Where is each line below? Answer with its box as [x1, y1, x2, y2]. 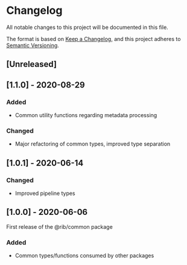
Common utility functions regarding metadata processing [14, 112, 157, 119]
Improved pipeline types [14, 190, 75, 197]
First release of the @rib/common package [6, 223, 113, 230]
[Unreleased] [6, 59, 57, 69]
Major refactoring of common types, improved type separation [14, 140, 171, 148]
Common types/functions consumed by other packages [14, 252, 154, 260]
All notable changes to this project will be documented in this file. [6, 24, 169, 31]
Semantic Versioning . [6, 42, 59, 49]
